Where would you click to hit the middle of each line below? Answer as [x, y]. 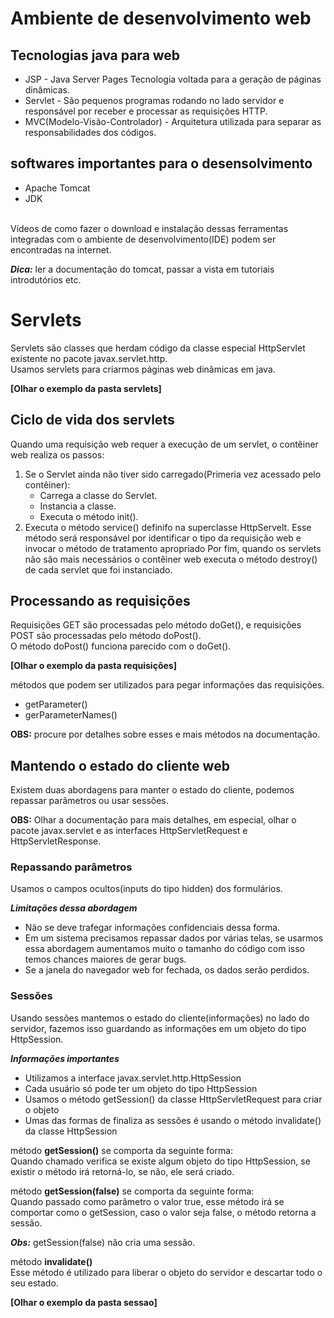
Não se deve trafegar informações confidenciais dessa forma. [152, 928]
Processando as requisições [100, 600]
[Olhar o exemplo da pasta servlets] [86, 388]
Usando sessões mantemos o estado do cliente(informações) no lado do [160, 1018]
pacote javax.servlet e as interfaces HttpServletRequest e [129, 831]
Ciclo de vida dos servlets [92, 420]
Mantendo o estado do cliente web [120, 765]
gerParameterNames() [71, 715]
